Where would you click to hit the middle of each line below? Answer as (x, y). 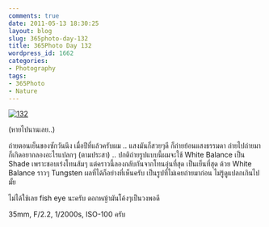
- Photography (32, 69)
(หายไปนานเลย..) (32, 129)
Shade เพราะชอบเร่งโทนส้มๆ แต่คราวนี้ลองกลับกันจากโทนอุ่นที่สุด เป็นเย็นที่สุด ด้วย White (130, 164)
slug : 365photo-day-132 (48, 38)
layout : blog (30, 31)
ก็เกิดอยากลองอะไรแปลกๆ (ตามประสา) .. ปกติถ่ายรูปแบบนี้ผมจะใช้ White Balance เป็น (126, 155)
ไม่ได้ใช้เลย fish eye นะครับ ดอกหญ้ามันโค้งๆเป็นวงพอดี (84, 198)
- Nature (23, 91)
